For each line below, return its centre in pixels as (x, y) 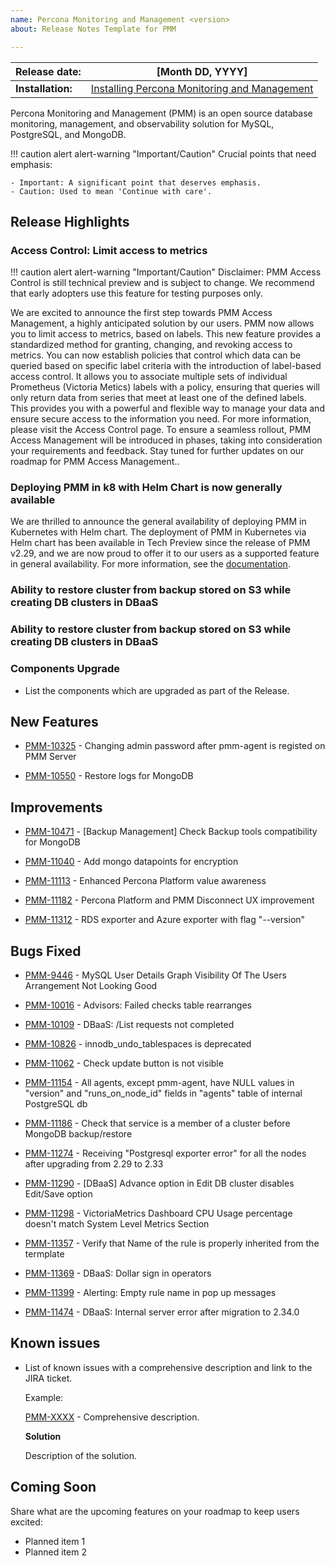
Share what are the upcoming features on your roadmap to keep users (155, 1511)
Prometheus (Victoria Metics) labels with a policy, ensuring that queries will (165, 387)
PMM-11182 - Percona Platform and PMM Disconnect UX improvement (169, 900)
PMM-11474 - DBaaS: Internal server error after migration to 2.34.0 (162, 1312)
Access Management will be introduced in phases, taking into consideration (166, 440)
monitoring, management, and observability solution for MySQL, (142, 123)
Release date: (48, 71)
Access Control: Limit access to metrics (109, 250)
